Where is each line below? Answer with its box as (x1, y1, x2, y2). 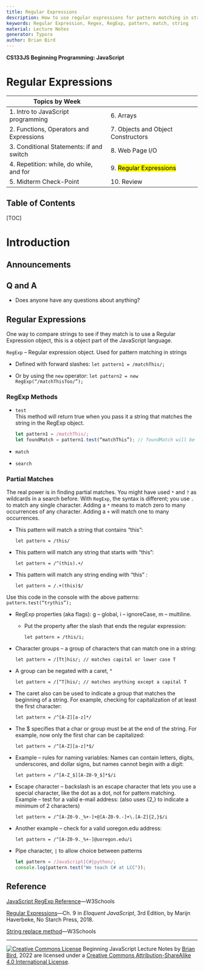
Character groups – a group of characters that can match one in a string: (15, 645, 197, 652)
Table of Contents (6, 198, 76, 209)
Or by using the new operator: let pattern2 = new (15, 372, 138, 379)
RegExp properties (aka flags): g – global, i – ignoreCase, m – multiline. (15, 611, 192, 618)
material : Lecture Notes (6, 26, 69, 32)
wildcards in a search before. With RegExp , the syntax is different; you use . (6, 495, 194, 503)
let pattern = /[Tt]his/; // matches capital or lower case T (15, 656, 176, 663)
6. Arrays (110, 111, 137, 119)
